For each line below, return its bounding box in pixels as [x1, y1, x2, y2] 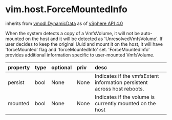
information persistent [94, 79, 148, 86]
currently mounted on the [94, 100, 156, 107]
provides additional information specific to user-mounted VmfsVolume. [5, 52, 155, 58]
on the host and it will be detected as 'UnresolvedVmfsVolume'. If [25, 36, 163, 42]
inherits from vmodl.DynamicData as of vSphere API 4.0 [5, 20, 123, 26]
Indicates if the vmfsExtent [94, 72, 159, 79]
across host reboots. [94, 85, 144, 92]
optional [51, 64, 72, 71]
